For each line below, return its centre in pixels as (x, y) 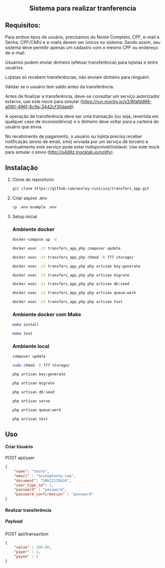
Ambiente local (31, 346)
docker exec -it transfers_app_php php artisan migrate (71, 275)
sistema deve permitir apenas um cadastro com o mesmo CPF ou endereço (82, 48)
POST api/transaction (27, 534)
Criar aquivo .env (30, 198)
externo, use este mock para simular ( (44, 102)
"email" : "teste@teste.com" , (45, 476)
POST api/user (20, 458)
